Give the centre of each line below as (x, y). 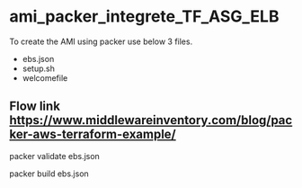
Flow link (35, 107)
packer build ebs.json (49, 174)
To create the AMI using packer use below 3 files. (101, 41)
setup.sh (39, 68)
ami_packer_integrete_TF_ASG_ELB (144, 17)
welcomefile (45, 77)
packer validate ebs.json (55, 156)
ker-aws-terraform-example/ (93, 134)
